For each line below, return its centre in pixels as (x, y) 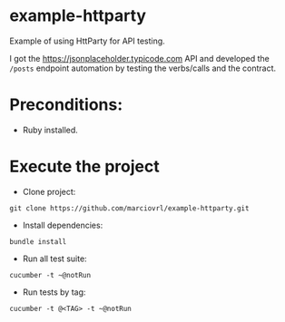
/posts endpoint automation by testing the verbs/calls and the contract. (143, 68)
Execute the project (85, 166)
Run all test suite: (55, 259)
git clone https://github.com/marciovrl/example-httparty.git (129, 208)
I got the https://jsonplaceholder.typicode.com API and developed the (139, 58)
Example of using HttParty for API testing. (87, 41)
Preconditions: (66, 105)
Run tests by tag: (54, 292)
